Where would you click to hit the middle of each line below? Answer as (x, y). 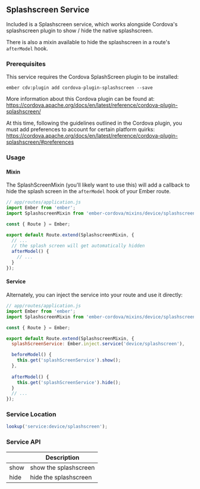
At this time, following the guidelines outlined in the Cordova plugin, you (94, 123)
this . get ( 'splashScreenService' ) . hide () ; (69, 382)
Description (62, 457)
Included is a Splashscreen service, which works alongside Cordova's (92, 24)
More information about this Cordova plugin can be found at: (80, 99)
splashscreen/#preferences (40, 142)
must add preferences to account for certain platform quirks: (81, 129)
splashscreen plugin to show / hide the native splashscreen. (80, 30)
